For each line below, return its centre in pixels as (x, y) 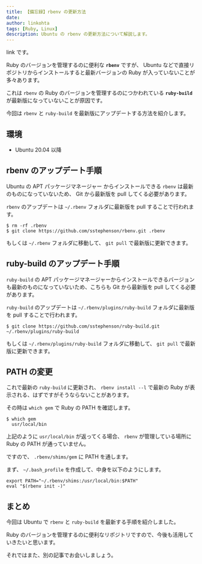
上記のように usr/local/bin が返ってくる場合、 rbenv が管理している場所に (99, 436)
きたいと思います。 (35, 542)
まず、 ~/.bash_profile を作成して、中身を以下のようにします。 (85, 470)
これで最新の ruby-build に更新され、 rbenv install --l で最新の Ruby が (98, 387)
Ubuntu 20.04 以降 (38, 150)
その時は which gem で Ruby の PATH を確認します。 (70, 408)
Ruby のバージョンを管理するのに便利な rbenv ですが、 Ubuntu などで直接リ (100, 65)
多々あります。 (25, 80)
